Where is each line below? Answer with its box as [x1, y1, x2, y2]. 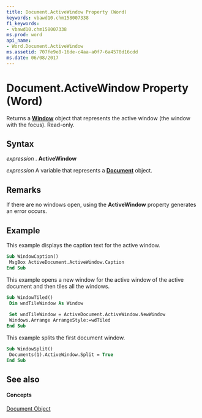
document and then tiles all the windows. [6, 282, 110, 290]
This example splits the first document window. [6, 334, 125, 341]
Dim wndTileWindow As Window [9, 300, 84, 306]
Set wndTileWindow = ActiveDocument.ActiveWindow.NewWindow [9, 311, 166, 318]
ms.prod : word [6, 32, 43, 38]
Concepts [6, 391, 32, 399]
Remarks [6, 185, 42, 195]
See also [6, 374, 40, 384]
